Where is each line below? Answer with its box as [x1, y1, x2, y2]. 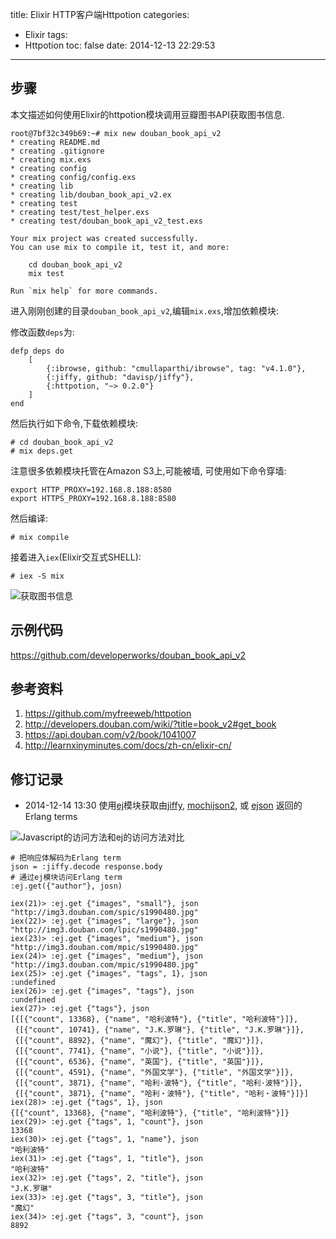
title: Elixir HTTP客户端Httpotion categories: [10, 9, 190, 20]
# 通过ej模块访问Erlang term [10, 873, 123, 883]
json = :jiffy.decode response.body [10, 862, 163, 872]
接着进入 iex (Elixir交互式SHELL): [10, 551, 142, 563]
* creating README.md [10, 137, 101, 147]
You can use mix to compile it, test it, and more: [10, 242, 230, 252]
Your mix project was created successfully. [10, 233, 199, 243]
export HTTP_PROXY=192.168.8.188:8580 [10, 484, 172, 495]
